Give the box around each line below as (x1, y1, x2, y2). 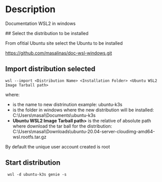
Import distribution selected (5, 65, 96, 73)
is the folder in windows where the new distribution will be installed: (12, 107, 154, 113)
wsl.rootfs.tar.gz (12, 134, 47, 140)
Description (5, 4, 56, 15)
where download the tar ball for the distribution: (12, 123, 112, 129)
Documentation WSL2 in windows (5, 20, 76, 26)
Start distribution (5, 159, 61, 167)
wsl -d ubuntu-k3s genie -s (7, 172, 67, 177)
